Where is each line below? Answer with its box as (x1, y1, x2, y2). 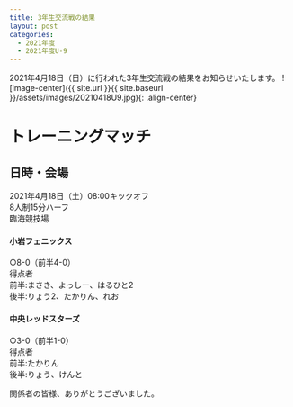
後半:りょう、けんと (9, 368, 84, 379)
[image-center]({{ (9, 83, 75, 94)
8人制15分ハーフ (9, 202, 69, 213)
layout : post (9, 22, 58, 31)
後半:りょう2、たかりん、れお (9, 291, 120, 302)
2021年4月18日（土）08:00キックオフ (9, 191, 150, 202)
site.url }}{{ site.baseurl (76, 83, 164, 94)
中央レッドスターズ (9, 312, 81, 324)
